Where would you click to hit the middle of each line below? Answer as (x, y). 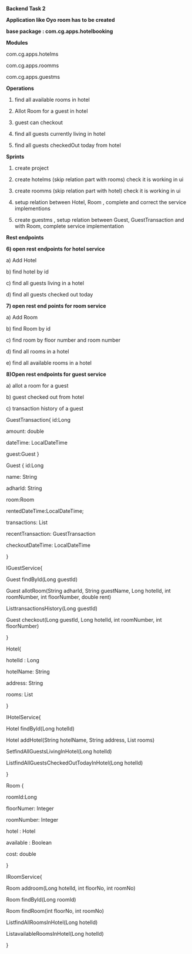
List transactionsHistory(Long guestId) (52, 608)
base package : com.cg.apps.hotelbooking (60, 31)
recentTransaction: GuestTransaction (51, 534)
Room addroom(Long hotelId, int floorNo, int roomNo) (71, 888)
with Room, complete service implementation (69, 226)
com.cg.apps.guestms (33, 77)
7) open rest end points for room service (56, 306)
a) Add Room (22, 317)
